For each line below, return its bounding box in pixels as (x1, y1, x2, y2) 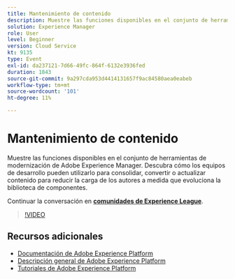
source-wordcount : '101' (7, 88, 80, 95)
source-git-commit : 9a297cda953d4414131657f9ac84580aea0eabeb (7, 75, 192, 82)
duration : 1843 (7, 68, 52, 75)
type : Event (7, 56, 42, 63)
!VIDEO (24, 210, 45, 218)
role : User (7, 29, 39, 37)
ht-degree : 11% (7, 95, 52, 102)
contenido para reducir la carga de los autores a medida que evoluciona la (7, 176, 222, 184)
